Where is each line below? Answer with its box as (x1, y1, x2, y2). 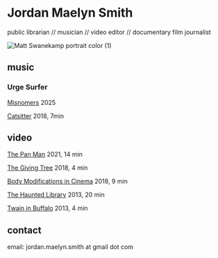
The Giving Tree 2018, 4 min (7, 163, 88, 172)
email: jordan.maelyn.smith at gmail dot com (7, 243, 134, 251)
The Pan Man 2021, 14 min (7, 150, 83, 159)
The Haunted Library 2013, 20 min (7, 191, 106, 199)
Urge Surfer (7, 82, 48, 92)
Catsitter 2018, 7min (7, 111, 65, 120)
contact (7, 224, 42, 236)
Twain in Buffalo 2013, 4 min (7, 204, 88, 213)
